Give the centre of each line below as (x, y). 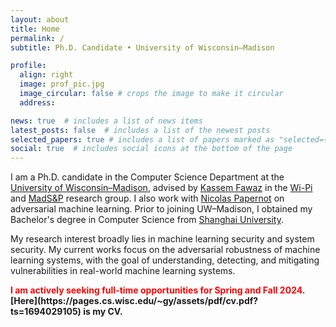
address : (37, 102)
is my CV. (103, 312)
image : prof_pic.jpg (62, 84)
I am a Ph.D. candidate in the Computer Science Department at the (147, 177)
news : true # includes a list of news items (106, 121)
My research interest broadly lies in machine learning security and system (162, 239)
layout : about (40, 19)
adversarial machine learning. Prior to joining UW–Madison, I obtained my (161, 209)
